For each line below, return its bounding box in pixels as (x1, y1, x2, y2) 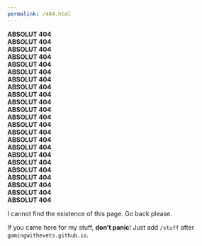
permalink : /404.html (7, 10, 72, 18)
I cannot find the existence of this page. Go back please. (7, 209, 172, 218)
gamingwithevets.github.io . (7, 230, 89, 239)
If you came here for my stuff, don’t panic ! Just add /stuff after (7, 223, 195, 231)
